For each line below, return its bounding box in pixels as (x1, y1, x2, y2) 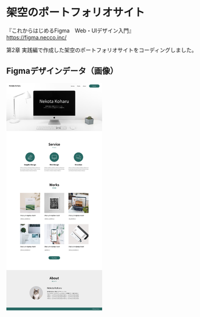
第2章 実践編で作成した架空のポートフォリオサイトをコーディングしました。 (6, 46, 198, 54)
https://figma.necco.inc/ (6, 34, 67, 41)
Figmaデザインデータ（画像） (6, 66, 119, 76)
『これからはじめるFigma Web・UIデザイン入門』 (6, 27, 135, 34)
